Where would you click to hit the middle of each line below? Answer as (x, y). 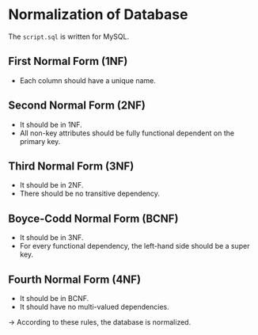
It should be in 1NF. (51, 124)
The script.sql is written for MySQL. (68, 36)
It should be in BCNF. (54, 298)
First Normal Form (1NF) (68, 61)
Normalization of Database (98, 15)
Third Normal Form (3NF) (71, 166)
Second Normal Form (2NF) (77, 106)
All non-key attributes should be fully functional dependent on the (127, 133)
